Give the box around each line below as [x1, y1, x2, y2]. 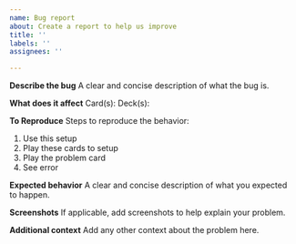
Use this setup [22, 133, 77, 144]
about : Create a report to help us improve [9, 22, 178, 31]
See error [22, 162, 59, 173]
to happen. [9, 189, 50, 200]
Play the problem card [22, 152, 107, 164]
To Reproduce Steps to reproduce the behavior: [9, 116, 189, 127]
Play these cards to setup [22, 143, 118, 154]
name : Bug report [9, 13, 76, 23]
